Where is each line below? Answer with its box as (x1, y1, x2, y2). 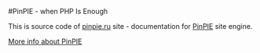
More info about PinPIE (8, 37, 82, 46)
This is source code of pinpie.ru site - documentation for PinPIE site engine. (8, 22, 253, 30)
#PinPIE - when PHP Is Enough (8, 7, 108, 16)
